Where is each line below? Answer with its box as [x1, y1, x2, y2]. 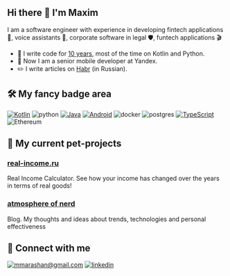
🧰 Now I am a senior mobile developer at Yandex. [17, 56, 158, 65]
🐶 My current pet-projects [7, 138, 122, 149]
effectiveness [7, 222, 46, 230]
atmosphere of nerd [7, 199, 76, 209]
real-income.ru [7, 158, 60, 168]
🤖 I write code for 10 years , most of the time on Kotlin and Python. [17, 49, 205, 58]
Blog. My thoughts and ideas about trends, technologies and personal [7, 215, 206, 223]
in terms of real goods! [7, 181, 72, 190]
